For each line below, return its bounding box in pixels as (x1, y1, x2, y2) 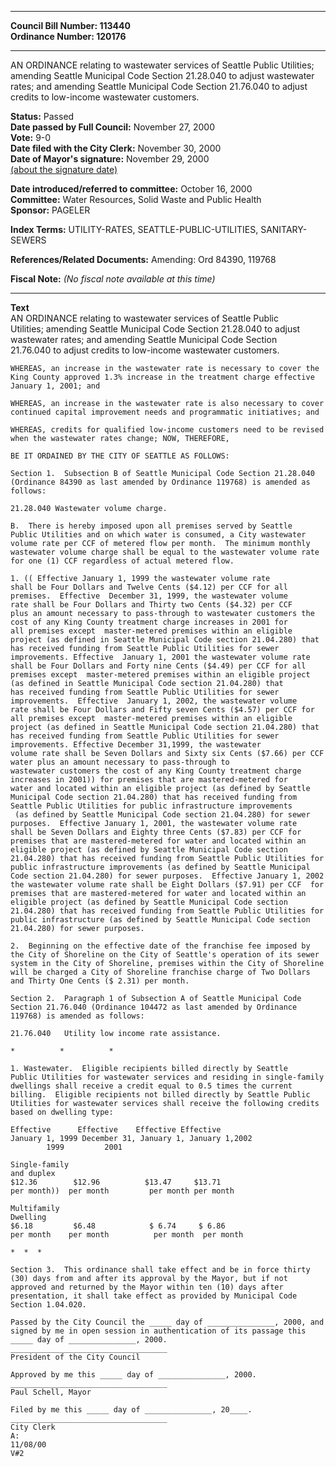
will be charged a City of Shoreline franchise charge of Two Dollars (10, 967, 311, 977)
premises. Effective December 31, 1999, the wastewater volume (10, 591, 288, 601)
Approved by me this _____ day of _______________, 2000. (10, 1370, 257, 1380)
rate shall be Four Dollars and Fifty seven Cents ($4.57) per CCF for (10, 705, 315, 715)
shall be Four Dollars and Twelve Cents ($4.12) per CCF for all (10, 582, 288, 592)
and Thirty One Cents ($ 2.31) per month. (10, 976, 190, 986)
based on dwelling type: (10, 1107, 114, 1117)
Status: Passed (10, 111, 75, 122)
